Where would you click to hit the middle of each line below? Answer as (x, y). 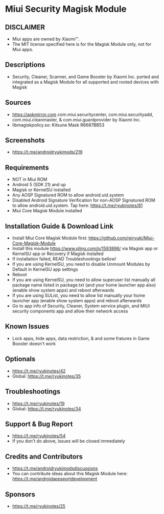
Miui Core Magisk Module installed (47, 211)
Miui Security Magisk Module (66, 9)
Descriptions (25, 65)
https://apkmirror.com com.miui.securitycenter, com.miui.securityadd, (82, 114)
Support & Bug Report (39, 424)
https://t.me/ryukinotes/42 (39, 371)
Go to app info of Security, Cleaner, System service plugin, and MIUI (81, 306)
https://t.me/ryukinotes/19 (38, 403)
